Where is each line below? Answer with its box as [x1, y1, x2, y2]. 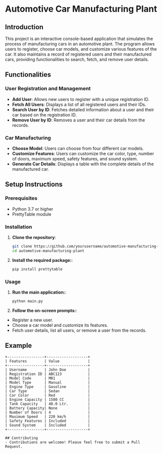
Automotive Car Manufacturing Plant [5, 3, 157, 15]
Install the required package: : [12, 257, 73, 263]
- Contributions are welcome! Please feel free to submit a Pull [5, 440, 140, 445]
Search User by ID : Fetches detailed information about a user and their [12, 106, 154, 113]
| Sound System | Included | [5, 423, 91, 428]
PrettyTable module [12, 211, 52, 217]
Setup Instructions [5, 180, 63, 189]
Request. [5, 444, 23, 449]
